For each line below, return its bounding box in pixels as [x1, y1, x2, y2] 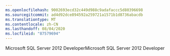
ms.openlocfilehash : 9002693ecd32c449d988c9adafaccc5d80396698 [5, 7, 143, 13]
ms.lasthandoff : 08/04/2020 [5, 26, 66, 32]
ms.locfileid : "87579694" [5, 31, 60, 36]
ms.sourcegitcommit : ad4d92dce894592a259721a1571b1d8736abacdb [5, 12, 143, 17]
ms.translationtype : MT [5, 17, 56, 22]
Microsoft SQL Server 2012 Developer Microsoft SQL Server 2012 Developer [5, 45, 165, 51]
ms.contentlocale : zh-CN [5, 21, 58, 27]
